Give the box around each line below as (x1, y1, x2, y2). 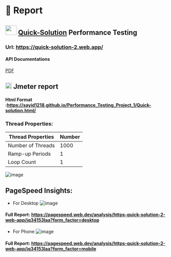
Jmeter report (13, 82, 59, 91)
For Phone (12, 228, 35, 235)
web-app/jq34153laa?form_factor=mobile (5, 245, 96, 252)
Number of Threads (8, 142, 55, 149)
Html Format (5, 97, 32, 103)
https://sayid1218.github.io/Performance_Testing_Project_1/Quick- (7, 102, 152, 108)
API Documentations (5, 56, 50, 62)
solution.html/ (5, 107, 36, 113)
